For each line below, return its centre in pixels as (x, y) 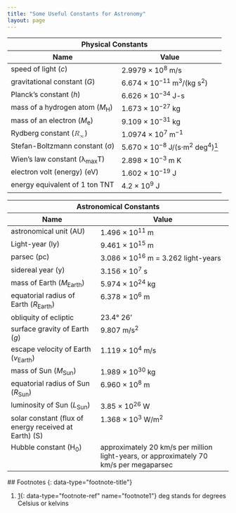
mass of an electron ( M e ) (52, 121)
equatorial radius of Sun (50, 384)
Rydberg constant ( (42, 133)
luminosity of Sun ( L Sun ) (51, 406)
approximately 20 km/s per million (157, 447)
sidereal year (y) (38, 270)
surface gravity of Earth (50, 329)
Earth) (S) (27, 436)
